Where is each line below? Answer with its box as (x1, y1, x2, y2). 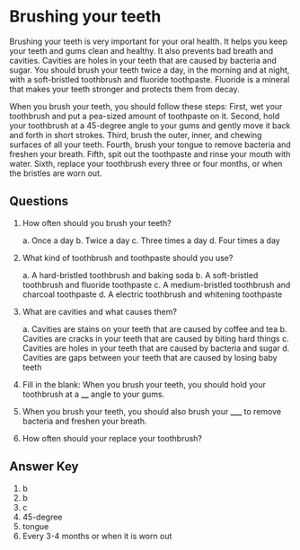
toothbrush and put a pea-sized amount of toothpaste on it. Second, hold (9, 110, 280, 121)
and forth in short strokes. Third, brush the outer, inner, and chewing (9, 129, 262, 140)
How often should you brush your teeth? (22, 217, 172, 228)
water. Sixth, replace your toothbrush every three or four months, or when (9, 158, 283, 169)
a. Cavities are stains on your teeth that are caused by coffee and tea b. (22, 323, 287, 334)
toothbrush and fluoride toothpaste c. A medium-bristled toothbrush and (22, 279, 291, 290)
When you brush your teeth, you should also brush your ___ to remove (22, 406, 281, 416)
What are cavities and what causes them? (22, 306, 178, 317)
